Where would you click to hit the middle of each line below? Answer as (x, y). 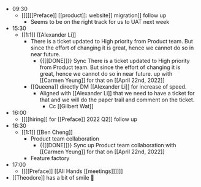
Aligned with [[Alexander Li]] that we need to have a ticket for (117, 93)
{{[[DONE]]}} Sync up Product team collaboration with (108, 145)
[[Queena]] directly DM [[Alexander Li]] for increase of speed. (108, 87)
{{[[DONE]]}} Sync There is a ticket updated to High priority (115, 61)
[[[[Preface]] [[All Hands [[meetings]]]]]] (72, 171)
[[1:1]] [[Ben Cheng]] (47, 132)
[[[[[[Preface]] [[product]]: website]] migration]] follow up (94, 15)
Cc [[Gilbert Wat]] (71, 106)
